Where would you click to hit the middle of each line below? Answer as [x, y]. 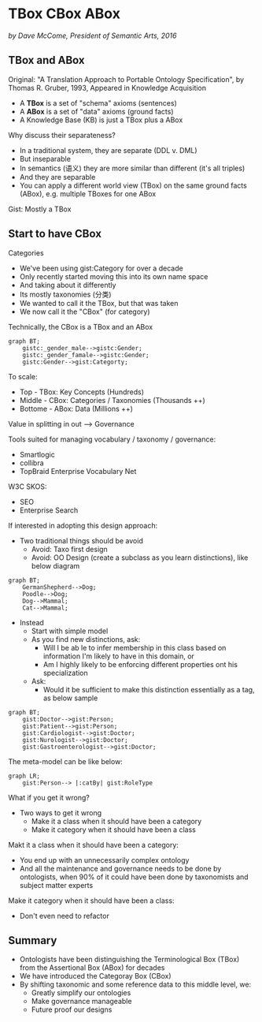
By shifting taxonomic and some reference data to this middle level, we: [135, 985]
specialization [65, 673]
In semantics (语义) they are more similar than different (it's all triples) [132, 168]
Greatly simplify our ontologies [81, 993]
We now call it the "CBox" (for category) [85, 311]
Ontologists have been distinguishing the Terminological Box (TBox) [129, 960]
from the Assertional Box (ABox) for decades [92, 968]
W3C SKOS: [28, 487]
